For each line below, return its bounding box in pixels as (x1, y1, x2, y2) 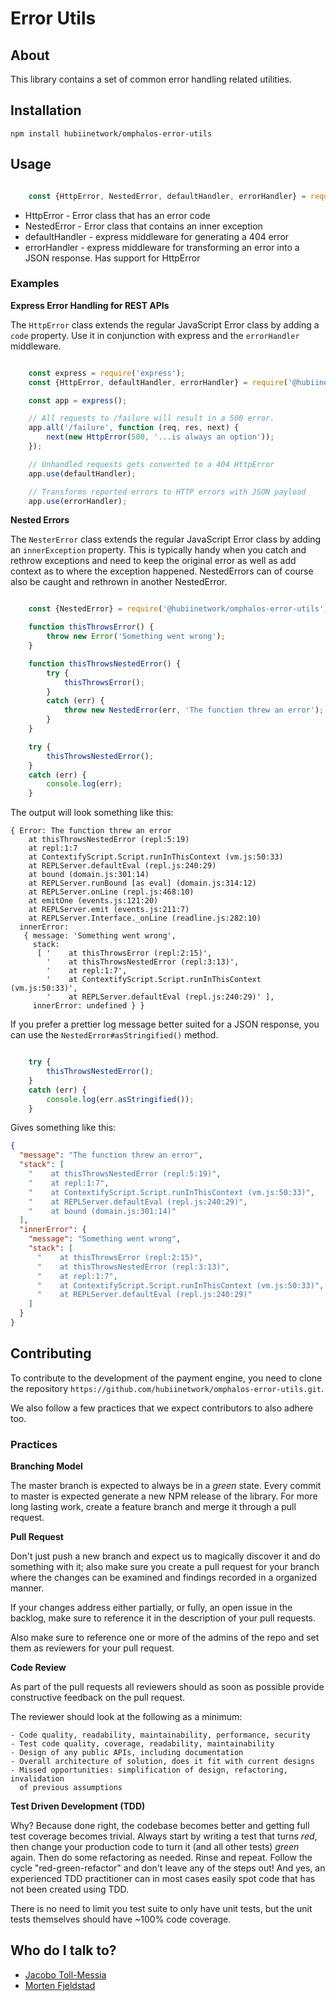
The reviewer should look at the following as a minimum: (10, 1711, 243, 1723)
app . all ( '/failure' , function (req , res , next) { (28, 423, 240, 433)
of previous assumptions (19, 1783, 123, 1793)
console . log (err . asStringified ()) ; (46, 1094, 195, 1104)
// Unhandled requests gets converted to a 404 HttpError (28, 459, 275, 469)
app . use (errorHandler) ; (28, 496, 128, 506)
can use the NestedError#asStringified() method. (10, 1029, 219, 1041)
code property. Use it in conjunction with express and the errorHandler (10, 329, 300, 341)
